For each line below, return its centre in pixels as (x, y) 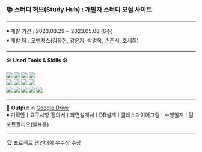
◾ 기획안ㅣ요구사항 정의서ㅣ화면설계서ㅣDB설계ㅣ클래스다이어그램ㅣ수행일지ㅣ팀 (100, 115)
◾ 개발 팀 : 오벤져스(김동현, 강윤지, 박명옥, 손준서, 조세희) (73, 41)
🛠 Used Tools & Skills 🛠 (37, 61)
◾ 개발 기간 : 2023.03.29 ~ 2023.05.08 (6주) (60, 31)
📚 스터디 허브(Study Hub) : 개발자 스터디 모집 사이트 (79, 9)
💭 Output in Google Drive (38, 108)
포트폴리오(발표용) (28, 124)
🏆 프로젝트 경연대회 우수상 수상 (44, 143)
